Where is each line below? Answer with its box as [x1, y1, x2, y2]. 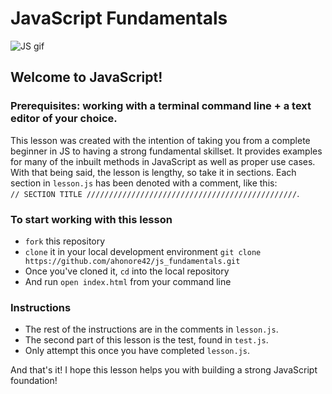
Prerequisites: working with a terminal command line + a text [10, 99, 312, 113]
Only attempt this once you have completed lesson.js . [24, 345, 250, 357]
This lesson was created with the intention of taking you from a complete [10, 134, 311, 146]
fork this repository [24, 235, 106, 247]
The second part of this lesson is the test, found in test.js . [24, 334, 269, 346]
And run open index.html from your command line [24, 275, 232, 287]
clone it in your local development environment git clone [24, 245, 262, 257]
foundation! [10, 375, 58, 387]
